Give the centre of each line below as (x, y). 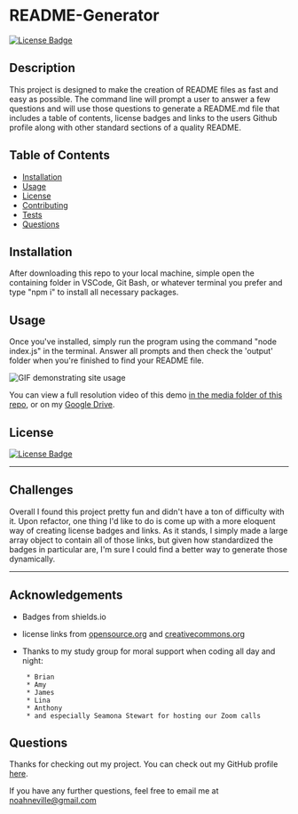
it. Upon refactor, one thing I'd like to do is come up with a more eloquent (143, 520)
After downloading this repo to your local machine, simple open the (132, 273)
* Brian (40, 677)
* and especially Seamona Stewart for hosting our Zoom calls (144, 716)
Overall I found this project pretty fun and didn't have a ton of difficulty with (147, 512)
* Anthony (44, 708)
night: (32, 660)
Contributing (45, 205)
